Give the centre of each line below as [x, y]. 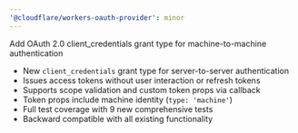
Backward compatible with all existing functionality [118, 119]
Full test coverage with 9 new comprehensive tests [118, 109]
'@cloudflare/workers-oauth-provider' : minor [97, 18]
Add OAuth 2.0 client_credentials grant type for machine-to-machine [138, 43]
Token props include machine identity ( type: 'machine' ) [128, 100]
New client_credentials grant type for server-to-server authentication [155, 71]
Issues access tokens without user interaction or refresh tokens [141, 80]
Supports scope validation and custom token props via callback [141, 90]
